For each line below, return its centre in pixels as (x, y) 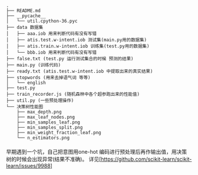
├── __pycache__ (26, 16)
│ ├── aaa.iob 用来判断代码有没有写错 (52, 34)
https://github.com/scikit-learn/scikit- (146, 159)
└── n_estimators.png (43, 138)
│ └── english (26, 83)
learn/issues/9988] (29, 166)
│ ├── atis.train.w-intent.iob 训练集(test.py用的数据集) (78, 46)
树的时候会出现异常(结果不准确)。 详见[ (54, 159)
